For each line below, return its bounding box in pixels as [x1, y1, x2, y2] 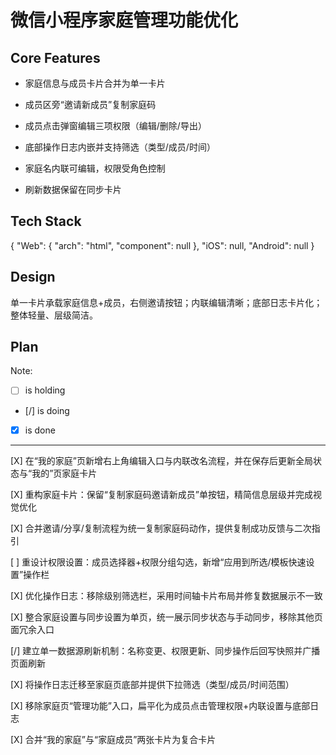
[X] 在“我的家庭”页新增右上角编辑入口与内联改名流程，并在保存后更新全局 [10, 454, 314, 466]
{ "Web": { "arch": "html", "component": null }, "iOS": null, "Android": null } [10, 239, 315, 251]
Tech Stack [10, 213, 82, 230]
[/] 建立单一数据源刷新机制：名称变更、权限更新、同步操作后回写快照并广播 [10, 644, 321, 656]
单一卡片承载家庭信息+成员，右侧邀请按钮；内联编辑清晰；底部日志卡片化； [10, 296, 323, 308]
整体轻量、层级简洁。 [10, 309, 98, 321]
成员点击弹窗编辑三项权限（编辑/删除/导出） [24, 120, 207, 131]
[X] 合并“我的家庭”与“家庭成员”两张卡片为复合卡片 [10, 733, 217, 745]
